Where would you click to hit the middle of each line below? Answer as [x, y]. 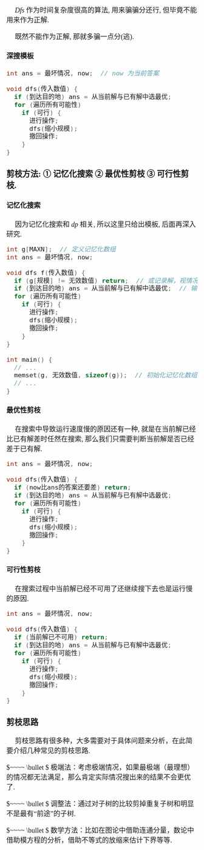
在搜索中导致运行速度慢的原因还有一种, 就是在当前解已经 [105, 430]
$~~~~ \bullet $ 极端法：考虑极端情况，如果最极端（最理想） [100, 767]
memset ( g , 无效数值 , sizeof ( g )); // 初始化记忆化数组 [106, 375]
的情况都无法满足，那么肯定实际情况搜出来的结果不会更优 [99, 777]
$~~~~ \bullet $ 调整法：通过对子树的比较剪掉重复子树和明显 [100, 804]
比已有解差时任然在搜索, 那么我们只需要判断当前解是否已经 [100, 439]
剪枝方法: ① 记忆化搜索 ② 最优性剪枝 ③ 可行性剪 [98, 174]
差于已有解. [24, 449]
